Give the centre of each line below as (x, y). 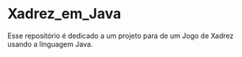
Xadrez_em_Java (64, 14)
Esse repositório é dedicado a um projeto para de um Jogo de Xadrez (121, 36)
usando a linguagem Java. (50, 44)
